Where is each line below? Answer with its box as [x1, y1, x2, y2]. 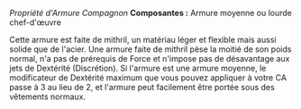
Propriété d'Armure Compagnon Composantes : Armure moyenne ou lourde [9, 8, 293, 18]
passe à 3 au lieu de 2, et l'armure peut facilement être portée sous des [9, 82, 275, 92]
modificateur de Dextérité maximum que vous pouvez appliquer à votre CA [9, 72, 287, 83]
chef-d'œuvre [9, 17, 61, 28]
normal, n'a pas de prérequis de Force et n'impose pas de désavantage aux [9, 54, 290, 63]
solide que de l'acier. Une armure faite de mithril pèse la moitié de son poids [9, 44, 292, 54]
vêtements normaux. [9, 91, 87, 102]
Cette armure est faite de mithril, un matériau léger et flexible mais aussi [9, 35, 277, 45]
